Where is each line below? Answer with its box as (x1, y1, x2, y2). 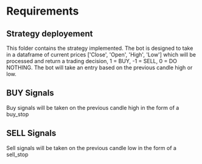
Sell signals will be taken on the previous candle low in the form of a (6, 144, 176, 151)
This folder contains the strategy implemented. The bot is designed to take (6, 44, 193, 52)
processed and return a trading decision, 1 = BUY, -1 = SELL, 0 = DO (6, 58, 178, 64)
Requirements (6, 4, 79, 18)
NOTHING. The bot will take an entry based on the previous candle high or (6, 64, 193, 71)
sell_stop (6, 151, 29, 158)
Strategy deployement (6, 29, 93, 39)
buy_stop (6, 111, 29, 118)
